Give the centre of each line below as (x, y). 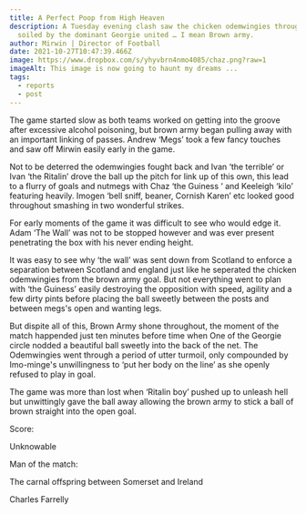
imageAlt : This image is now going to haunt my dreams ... (124, 69)
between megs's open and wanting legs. (86, 308)
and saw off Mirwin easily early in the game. (92, 149)
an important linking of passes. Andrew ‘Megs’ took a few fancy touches (145, 139)
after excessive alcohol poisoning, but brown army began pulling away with (151, 129)
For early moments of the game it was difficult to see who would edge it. (145, 223)
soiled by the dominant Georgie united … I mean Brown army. (136, 35)
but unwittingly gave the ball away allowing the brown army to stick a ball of (152, 401)
